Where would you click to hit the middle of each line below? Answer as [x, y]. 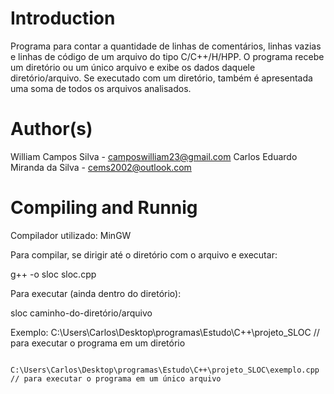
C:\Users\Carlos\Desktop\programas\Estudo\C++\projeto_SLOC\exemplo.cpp [165, 370]
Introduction [63, 18]
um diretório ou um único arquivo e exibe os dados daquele [133, 67]
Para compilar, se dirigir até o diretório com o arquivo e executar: [144, 254]
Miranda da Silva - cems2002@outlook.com [101, 167]
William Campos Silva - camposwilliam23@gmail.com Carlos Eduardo [154, 156]
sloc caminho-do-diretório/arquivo [81, 313]
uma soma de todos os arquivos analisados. [101, 88]
